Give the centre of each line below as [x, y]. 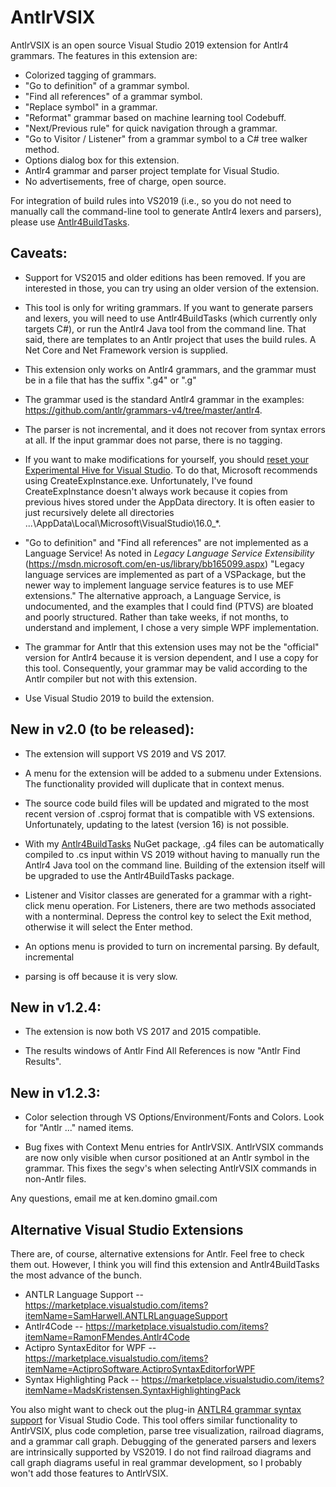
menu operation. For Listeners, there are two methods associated [181, 905]
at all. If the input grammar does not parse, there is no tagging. [153, 440]
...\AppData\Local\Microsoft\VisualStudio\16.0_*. [123, 523]
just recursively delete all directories [99, 512]
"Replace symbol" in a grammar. [91, 107]
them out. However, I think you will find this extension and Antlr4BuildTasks [165, 1264]
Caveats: [39, 253]
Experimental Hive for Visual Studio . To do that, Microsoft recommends [171, 470]
